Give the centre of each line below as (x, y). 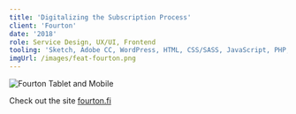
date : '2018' (33, 34)
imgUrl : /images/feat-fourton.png (73, 58)
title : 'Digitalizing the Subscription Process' (100, 17)
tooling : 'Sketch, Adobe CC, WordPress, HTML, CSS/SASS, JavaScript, (140, 50)
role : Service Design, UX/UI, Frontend (83, 42)
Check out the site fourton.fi (61, 101)
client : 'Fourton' (43, 26)
